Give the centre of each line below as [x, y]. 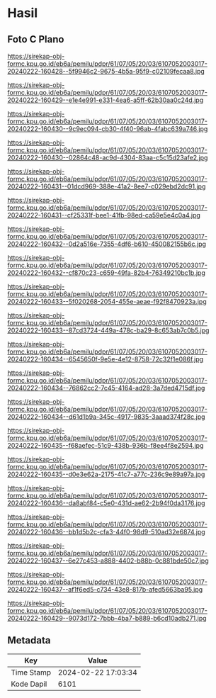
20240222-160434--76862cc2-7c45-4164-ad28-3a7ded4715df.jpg [106, 388]
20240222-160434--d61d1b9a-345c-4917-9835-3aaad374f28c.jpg [106, 417]
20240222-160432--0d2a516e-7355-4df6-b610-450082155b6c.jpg [107, 244]
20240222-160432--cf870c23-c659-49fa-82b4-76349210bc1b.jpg [106, 273]
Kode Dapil [29, 684]
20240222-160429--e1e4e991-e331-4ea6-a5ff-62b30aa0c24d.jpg [106, 100]
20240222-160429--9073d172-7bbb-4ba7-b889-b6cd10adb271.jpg [107, 618]
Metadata [29, 640]
